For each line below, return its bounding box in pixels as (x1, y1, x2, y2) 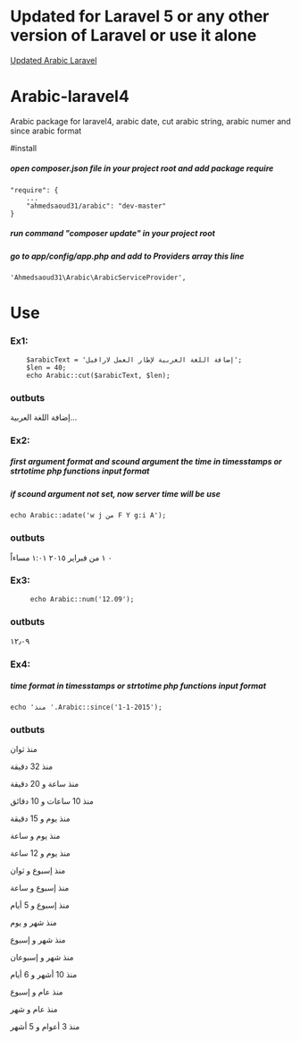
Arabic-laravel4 (10, 87, 130, 107)
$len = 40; (26, 363, 67, 372)
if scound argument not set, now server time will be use (10, 488, 221, 499)
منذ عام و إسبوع (10, 986, 63, 997)
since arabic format (10, 125, 82, 136)
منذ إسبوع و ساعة (10, 883, 70, 893)
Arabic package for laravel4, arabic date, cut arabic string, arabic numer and (10, 115, 291, 126)
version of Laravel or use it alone (10, 25, 257, 46)
